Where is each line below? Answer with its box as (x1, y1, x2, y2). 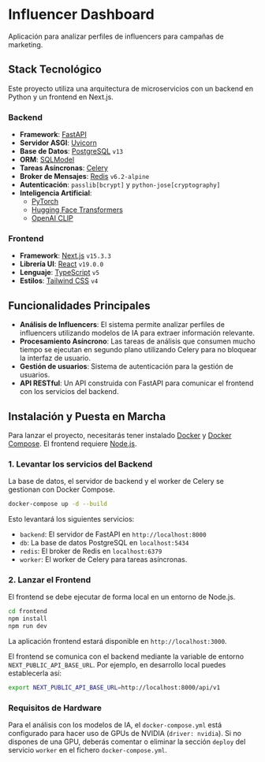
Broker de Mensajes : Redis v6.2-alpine (19, 172, 150, 181)
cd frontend (8, 608, 47, 615)
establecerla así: (8, 668, 62, 678)
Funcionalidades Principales (8, 299, 151, 312)
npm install (8, 615, 47, 623)
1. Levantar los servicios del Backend (8, 459, 153, 470)
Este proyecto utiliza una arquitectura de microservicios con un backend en (8, 84, 254, 93)
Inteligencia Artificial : (19, 188, 92, 198)
